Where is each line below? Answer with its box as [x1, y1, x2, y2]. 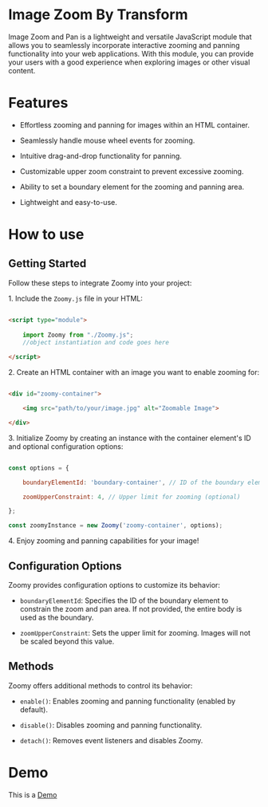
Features [8, 94, 69, 112]
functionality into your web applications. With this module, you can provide [8, 49, 254, 58]
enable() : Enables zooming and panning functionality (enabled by [19, 696, 236, 706]
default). [19, 704, 48, 714]
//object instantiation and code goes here [22, 338, 170, 346]
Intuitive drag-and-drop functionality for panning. [19, 151, 182, 160]
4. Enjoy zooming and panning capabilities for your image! [8, 536, 199, 545]
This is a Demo [8, 789, 57, 799]
